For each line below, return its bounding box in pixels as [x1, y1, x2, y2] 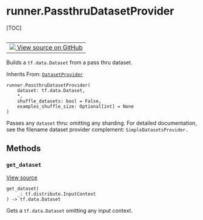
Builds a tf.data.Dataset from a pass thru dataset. [6, 59, 133, 66]
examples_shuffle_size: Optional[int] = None [17, 103, 135, 110]
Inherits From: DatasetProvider [6, 70, 83, 78]
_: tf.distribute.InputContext [17, 191, 96, 197]
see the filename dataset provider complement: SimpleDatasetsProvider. [6, 125, 188, 133]
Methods [6, 144, 41, 154]
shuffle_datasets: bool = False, [17, 98, 102, 104]
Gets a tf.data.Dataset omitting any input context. [6, 207, 133, 214]
